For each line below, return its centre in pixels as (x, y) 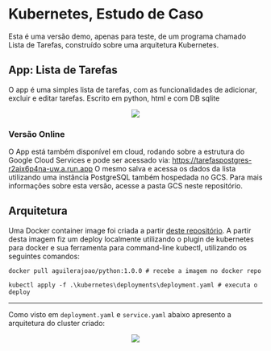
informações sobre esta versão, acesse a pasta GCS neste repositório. (126, 186)
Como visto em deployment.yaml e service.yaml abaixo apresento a (120, 314)
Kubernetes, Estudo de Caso (106, 14)
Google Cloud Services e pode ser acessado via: (90, 160)
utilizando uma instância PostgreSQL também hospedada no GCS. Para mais (135, 177)
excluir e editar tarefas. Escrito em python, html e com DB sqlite (114, 98)
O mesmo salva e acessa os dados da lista (165, 169)
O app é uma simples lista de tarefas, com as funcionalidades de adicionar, (133, 89)
